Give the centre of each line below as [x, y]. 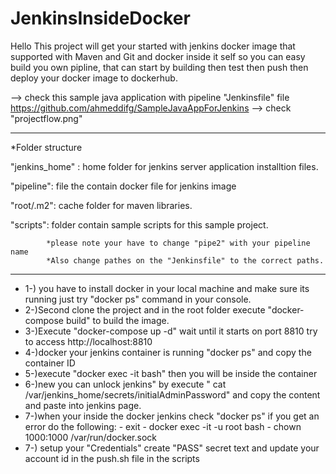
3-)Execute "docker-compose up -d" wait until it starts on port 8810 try [171, 331]
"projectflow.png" [46, 118]
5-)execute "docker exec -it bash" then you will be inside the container [171, 373]
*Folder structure [46, 147]
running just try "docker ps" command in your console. [138, 299]
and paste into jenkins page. [83, 405]
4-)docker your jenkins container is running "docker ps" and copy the [168, 352]
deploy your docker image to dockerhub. [94, 78]
